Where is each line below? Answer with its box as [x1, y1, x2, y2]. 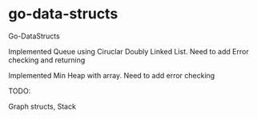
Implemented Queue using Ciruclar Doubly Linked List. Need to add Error [8, 46, 250, 56]
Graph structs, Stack [8, 101, 76, 111]
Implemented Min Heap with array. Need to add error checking [8, 70, 215, 80]
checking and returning [8, 55, 86, 65]
